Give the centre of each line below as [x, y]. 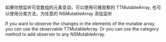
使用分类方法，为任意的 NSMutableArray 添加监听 [61, 13]
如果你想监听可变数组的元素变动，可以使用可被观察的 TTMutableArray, [78, 7]
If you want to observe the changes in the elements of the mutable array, [80, 23]
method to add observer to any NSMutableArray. [55, 34]
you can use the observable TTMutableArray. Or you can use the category [82, 29]
